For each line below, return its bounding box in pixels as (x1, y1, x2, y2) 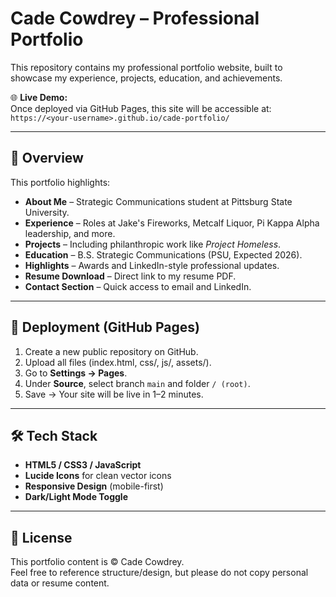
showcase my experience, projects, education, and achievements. (10, 72, 283, 84)
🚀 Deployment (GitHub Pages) (10, 319, 200, 336)
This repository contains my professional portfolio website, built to (10, 61, 283, 73)
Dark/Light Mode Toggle (24, 491, 128, 503)
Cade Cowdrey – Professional (10, 7, 260, 30)
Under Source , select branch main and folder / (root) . (24, 377, 251, 389)
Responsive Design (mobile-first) (24, 480, 164, 492)
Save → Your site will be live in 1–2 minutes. (24, 388, 204, 400)
